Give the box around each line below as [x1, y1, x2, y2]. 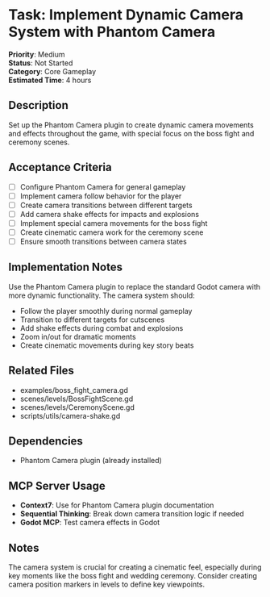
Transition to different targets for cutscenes [19, 315, 165, 324]
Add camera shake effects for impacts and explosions [19, 209, 200, 219]
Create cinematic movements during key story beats [19, 340, 194, 350]
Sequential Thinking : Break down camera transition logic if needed [19, 509, 244, 519]
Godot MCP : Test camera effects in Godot [19, 518, 160, 528]
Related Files [8, 364, 75, 378]
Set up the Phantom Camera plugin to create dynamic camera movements [8, 119, 254, 130]
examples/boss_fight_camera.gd [19, 385, 129, 395]
